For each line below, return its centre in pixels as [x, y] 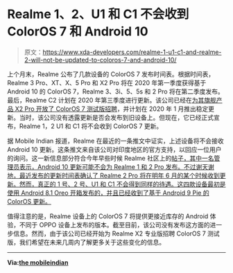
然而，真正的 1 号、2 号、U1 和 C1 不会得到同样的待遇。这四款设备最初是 [122, 184]
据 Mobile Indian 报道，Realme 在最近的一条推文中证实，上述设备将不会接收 [115, 141]
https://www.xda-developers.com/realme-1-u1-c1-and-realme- [132, 52]
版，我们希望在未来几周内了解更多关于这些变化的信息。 [86, 242]
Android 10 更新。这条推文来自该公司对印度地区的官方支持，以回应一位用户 [114, 149]
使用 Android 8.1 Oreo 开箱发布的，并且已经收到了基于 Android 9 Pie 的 [108, 193]
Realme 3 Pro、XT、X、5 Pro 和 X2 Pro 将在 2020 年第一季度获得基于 [107, 82]
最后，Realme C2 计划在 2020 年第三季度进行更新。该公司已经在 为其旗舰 [112, 100]
